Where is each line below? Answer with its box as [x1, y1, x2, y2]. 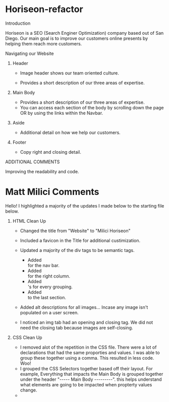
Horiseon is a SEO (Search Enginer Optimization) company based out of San [5, 30, 164, 36]
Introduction [5, 20, 31, 26]
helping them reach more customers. [5, 40, 82, 46]
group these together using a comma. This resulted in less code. [20, 355, 154, 361]
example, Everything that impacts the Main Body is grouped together [20, 371, 163, 377]
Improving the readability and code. [5, 168, 79, 174]
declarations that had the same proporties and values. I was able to [20, 349, 160, 356]
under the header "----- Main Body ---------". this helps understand [20, 376, 162, 382]
